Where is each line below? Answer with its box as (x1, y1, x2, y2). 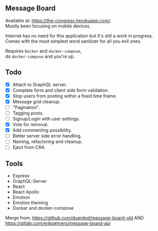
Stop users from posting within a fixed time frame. (12, 93, 117, 99)
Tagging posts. (12, 110, 44, 116)
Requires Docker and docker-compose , (5, 48, 82, 54)
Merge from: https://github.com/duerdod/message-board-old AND (5, 215, 144, 221)
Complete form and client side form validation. (12, 87, 110, 93)
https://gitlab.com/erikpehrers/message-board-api (5, 220, 111, 226)
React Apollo (12, 189, 39, 195)
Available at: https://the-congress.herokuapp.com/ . (5, 17, 112, 23)
